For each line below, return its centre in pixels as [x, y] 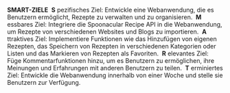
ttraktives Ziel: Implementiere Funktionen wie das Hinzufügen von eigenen [112, 39]
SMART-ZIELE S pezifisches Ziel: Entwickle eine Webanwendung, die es [111, 10]
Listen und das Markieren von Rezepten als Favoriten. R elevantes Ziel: [108, 53]
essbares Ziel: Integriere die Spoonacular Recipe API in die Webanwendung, [115, 24]
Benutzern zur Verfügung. [44, 82]
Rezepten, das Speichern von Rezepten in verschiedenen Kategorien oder [112, 46]
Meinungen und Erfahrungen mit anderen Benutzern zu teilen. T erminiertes [115, 68]
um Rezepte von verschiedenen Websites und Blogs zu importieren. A [107, 31]
